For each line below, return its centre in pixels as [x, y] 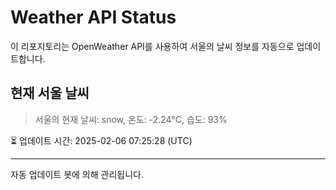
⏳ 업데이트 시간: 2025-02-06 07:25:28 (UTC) [101, 140]
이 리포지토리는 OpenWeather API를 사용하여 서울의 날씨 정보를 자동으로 [152, 46]
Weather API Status [93, 17]
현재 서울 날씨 [50, 93]
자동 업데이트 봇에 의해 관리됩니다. [77, 174]
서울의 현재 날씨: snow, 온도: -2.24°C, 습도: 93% [131, 119]
